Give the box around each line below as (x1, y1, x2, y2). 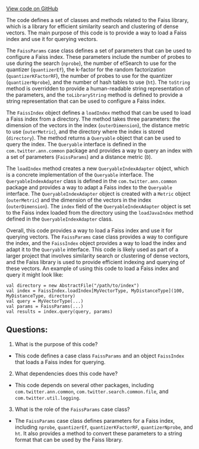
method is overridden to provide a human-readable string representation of (6, 85, 190, 92)
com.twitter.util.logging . (14, 394, 81, 401)
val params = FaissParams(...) (6, 303, 84, 309)
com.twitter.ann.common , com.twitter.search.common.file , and (14, 388, 169, 395)
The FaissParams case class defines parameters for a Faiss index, (14, 417, 175, 424)
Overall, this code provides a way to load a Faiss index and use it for (6, 227, 173, 234)
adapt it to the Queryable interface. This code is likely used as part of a (6, 246, 178, 253)
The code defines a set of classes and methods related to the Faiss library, (6, 17, 189, 23)
